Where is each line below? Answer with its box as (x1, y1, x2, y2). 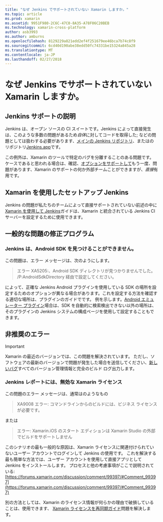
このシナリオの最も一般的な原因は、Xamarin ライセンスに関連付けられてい (5, 444, 154, 450)
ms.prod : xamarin (5, 16, 40, 21)
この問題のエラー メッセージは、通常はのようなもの (5, 390, 108, 396)
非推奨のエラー (5, 330, 50, 338)
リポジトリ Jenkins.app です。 (5, 144, 63, 150)
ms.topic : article (5, 12, 42, 17)
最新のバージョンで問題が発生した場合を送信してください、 (30, 359, 149, 365)
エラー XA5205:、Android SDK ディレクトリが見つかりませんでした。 (16, 268, 156, 273)
